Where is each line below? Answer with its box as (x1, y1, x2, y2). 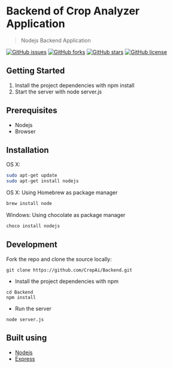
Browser (14, 128, 36, 135)
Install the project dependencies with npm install (14, 82, 135, 89)
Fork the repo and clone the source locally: (6, 255, 112, 263)
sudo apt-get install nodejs (6, 178, 79, 184)
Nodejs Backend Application (20, 37, 91, 44)
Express (14, 355, 35, 362)
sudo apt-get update (6, 173, 58, 179)
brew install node (6, 201, 52, 207)
